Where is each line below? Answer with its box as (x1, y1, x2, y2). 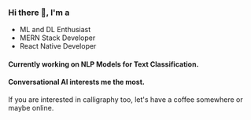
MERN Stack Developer (19, 33, 96, 42)
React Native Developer (19, 42, 97, 51)
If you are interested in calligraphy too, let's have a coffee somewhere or (8, 95, 243, 104)
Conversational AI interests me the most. (8, 78, 146, 87)
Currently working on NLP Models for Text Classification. (8, 59, 199, 69)
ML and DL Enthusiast (19, 25, 91, 35)
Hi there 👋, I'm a (8, 7, 70, 18)
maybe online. (8, 104, 54, 113)
